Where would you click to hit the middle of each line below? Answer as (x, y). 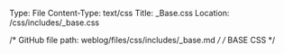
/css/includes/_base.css (55, 22)
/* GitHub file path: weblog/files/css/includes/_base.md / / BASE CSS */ (142, 40)
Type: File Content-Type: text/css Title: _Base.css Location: (119, 13)
